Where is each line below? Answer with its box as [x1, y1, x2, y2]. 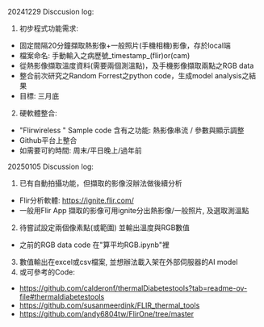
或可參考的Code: [19, 267, 76, 277]
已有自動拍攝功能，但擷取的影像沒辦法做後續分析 [19, 178, 182, 188]
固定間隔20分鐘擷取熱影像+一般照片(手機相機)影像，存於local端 [19, 40, 231, 50]
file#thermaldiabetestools [19, 292, 105, 301]
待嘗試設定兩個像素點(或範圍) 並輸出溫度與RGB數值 [19, 223, 191, 233]
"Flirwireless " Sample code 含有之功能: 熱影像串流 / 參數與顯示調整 [19, 125, 245, 135]
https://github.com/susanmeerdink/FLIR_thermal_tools [19, 300, 200, 310]
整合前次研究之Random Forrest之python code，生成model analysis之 [19, 71, 249, 80]
